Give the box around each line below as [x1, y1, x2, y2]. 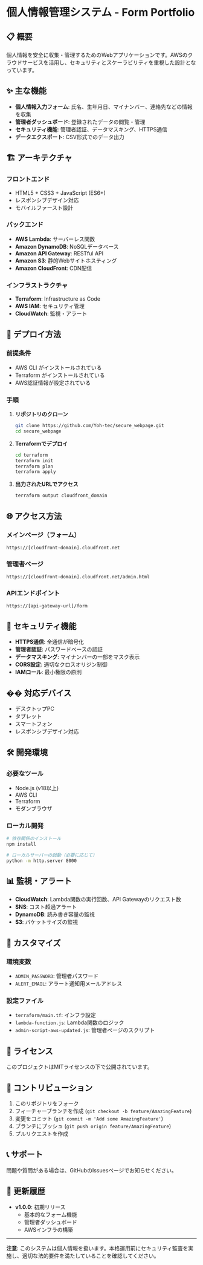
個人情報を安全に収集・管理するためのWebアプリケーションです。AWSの [6, 51, 188, 58]
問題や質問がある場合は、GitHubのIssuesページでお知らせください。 [6, 1166, 177, 1174]
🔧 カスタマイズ [6, 938, 62, 948]
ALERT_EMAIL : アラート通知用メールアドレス [14, 980, 123, 987]
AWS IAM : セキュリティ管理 [14, 302, 85, 310]
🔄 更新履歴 [6, 1186, 45, 1197]
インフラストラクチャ [6, 281, 68, 289]
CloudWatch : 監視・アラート [14, 310, 88, 318]
